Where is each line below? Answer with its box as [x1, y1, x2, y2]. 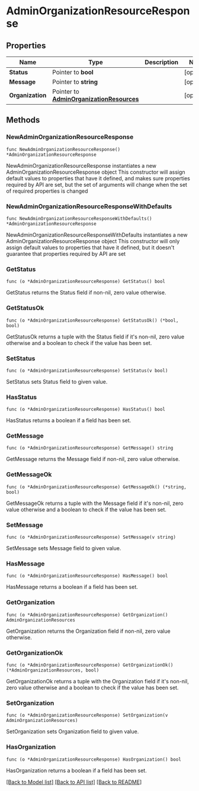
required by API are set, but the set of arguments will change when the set [6, 181, 188, 188]
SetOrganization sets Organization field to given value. [6, 728, 139, 735]
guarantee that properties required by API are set [6, 250, 126, 257]
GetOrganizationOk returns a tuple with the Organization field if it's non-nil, [6, 677, 190, 685]
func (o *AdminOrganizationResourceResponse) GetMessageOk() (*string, [6, 484, 187, 490]
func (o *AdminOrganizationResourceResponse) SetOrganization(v [6, 712, 168, 718]
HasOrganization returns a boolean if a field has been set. [6, 767, 147, 774]
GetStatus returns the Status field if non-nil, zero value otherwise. [6, 289, 166, 296]
